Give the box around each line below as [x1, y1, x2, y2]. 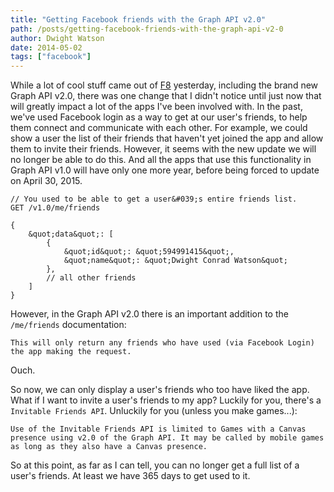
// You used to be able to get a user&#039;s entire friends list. [10, 194, 298, 205]
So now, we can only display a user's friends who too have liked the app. [10, 384, 310, 396]
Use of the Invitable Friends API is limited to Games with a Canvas [10, 424, 307, 435]
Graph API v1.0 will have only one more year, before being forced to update [10, 164, 320, 176]
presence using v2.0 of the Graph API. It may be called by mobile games [10, 433, 325, 443]
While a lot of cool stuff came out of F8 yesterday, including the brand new [10, 79, 319, 91]
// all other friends [46, 273, 137, 283]
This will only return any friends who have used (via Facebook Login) [10, 338, 315, 348]
